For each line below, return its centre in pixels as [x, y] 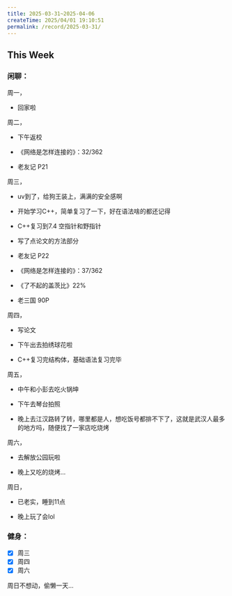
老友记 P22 [33, 256]
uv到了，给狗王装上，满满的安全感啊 [70, 197]
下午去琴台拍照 [39, 404]
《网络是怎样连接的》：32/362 [60, 152]
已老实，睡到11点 [41, 502]
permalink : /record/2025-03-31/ [54, 27]
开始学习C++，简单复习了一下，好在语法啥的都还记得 [94, 211]
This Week [31, 55]
